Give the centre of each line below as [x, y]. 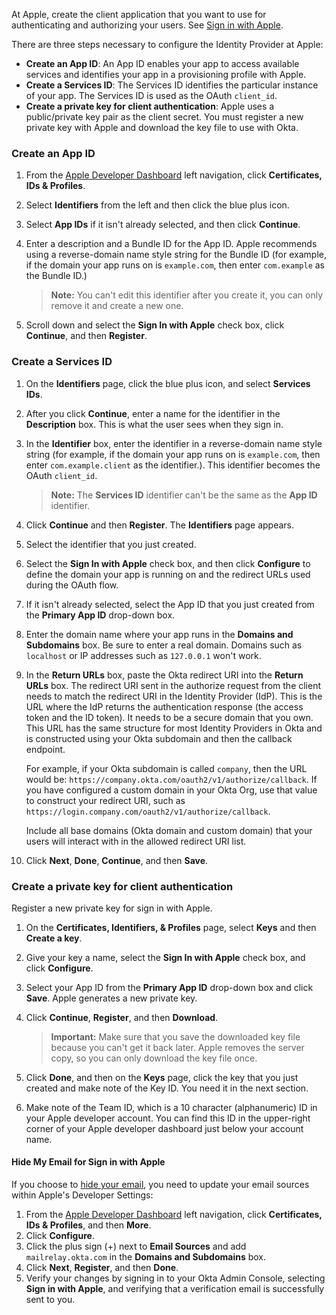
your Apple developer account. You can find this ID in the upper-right [168, 1118]
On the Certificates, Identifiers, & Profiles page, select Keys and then [171, 927]
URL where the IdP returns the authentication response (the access [164, 706]
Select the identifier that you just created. [111, 544]
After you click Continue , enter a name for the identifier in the [153, 413]
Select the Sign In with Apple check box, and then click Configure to [168, 563]
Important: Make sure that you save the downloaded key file [175, 1036]
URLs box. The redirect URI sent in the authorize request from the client [173, 685]
